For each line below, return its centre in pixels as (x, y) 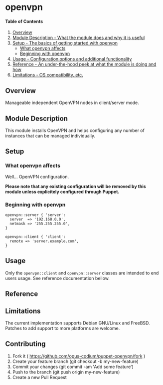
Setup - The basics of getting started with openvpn (65, 43)
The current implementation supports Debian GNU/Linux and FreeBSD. (78, 323)
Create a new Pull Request (40, 377)
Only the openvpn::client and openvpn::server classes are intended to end (82, 273)
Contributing (25, 344)
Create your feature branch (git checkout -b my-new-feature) (75, 361)
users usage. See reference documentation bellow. (57, 278)
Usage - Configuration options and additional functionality (72, 59)
